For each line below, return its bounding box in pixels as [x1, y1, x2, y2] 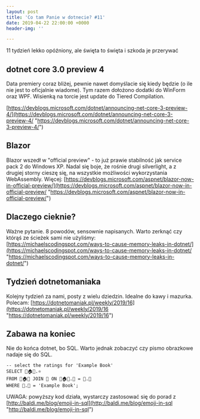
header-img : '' [6, 25, 44, 32]
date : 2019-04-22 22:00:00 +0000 [6, 20, 90, 26]
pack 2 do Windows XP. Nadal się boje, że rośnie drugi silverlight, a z [6, 162, 177, 170]
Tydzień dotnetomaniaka [6, 277, 101, 287]
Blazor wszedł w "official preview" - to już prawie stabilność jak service [6, 156, 182, 164]
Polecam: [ [6, 299, 33, 306]
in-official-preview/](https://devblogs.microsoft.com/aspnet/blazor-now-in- [6, 181, 192, 189]
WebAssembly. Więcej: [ [6, 175, 66, 183]
